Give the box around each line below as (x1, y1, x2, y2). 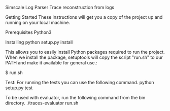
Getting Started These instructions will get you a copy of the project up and (5, 14, 163, 20)
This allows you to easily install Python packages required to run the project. (5, 49, 165, 55)
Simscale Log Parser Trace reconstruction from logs (5, 5, 115, 10)
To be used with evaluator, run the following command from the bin (5, 95, 146, 100)
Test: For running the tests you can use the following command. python (5, 80, 154, 85)
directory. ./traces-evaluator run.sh (5, 100, 79, 106)
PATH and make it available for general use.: (5, 60, 97, 65)
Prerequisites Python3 (5, 29, 52, 35)
